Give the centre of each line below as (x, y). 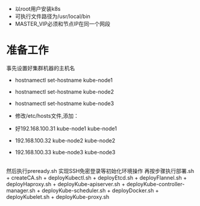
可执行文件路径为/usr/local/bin (52, 16)
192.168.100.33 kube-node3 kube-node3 (65, 152)
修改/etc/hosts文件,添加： (47, 115)
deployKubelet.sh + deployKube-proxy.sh (58, 196)
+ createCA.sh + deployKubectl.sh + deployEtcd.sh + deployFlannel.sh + (97, 177)
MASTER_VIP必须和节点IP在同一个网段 (62, 24)
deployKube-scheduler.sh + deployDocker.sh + (100, 190)
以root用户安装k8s (38, 9)
